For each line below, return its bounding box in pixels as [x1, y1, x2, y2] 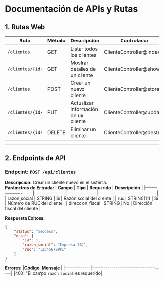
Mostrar [70, 60, 89, 66]
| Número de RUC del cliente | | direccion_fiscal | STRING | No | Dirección [5, 200, 153, 206]
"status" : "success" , [14, 229, 58, 234]
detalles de [70, 66, 96, 72]
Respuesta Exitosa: [5, 215, 45, 221]
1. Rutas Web [5, 23, 45, 31]
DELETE [47, 129, 66, 136]
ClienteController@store [104, 86, 160, 92]
